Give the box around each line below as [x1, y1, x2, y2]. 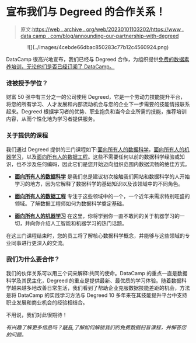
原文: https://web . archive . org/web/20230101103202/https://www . [20, 26, 184, 33]
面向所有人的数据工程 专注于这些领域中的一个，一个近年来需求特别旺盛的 [14, 192, 190, 199]
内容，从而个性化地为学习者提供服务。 [6, 115, 98, 123]
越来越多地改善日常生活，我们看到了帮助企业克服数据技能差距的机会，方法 [10, 284, 190, 291]
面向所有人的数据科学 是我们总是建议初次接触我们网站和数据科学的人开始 [14, 173, 190, 180]
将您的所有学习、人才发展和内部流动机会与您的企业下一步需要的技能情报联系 [6, 101, 190, 108]
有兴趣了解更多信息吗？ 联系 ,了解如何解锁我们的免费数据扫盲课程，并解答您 [6, 324, 187, 331]
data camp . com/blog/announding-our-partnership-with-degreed [20, 32, 179, 39]
